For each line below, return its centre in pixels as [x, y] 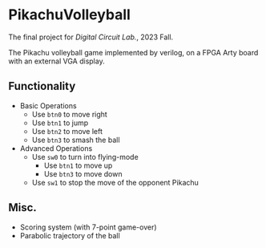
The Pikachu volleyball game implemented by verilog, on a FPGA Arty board [133, 52]
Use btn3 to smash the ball [76, 140]
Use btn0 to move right [70, 114]
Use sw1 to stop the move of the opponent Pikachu [115, 182]
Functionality [42, 86]
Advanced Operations [56, 148]
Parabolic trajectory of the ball [70, 235]
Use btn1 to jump [60, 123]
